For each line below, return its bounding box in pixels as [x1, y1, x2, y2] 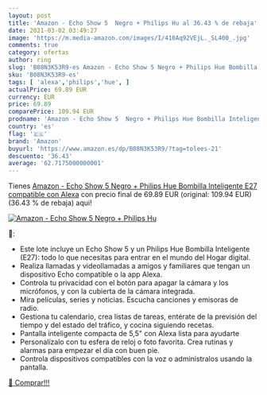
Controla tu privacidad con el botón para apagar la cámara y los [19, 278, 229, 288]
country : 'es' [8, 122, 56, 130]
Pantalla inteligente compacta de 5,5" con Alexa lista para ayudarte [19, 329, 240, 339]
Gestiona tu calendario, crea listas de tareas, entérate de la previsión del [19, 312, 257, 322]
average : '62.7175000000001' [8, 160, 105, 168]
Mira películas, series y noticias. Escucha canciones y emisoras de [19, 295, 238, 304]
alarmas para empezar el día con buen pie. [19, 346, 161, 355]
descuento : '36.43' [8, 152, 73, 160]
